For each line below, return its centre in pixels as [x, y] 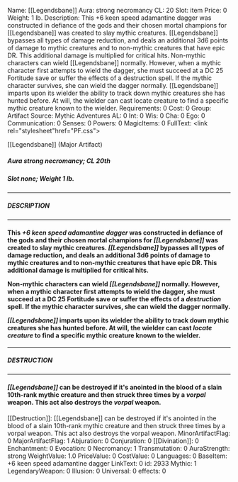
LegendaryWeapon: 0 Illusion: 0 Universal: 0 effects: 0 [87, 471]
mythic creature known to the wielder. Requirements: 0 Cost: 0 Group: [109, 108]
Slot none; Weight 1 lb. [41, 178]
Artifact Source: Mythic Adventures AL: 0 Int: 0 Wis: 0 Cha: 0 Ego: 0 [106, 116]
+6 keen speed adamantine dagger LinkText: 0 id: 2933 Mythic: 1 [102, 463]
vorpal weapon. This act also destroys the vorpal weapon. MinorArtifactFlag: [119, 433]
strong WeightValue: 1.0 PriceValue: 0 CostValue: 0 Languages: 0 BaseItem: [118, 456]
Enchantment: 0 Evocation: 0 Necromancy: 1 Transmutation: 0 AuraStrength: [119, 448]
